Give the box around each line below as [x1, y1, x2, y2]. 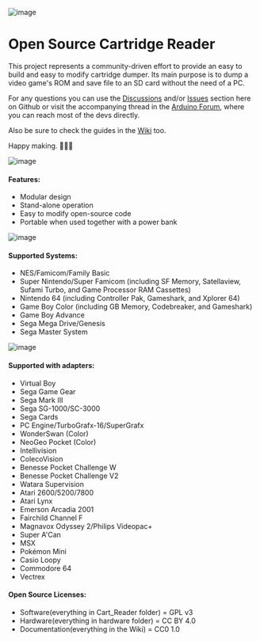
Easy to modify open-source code [19, 209, 132, 218]
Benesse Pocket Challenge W [19, 462, 117, 472]
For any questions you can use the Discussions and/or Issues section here [8, 93, 251, 103]
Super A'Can [19, 530, 62, 539]
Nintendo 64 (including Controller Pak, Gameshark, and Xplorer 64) [19, 294, 240, 303]
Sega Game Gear [19, 386, 76, 396]
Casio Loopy [19, 555, 61, 564]
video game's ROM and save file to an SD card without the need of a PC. [8, 78, 246, 87]
